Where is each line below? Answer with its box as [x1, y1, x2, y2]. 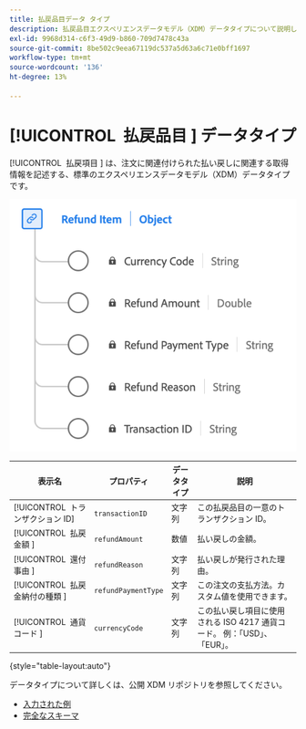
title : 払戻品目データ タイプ [9, 15, 111, 24]
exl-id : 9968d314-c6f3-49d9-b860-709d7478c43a [9, 34, 189, 43]
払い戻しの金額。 [197, 534, 261, 545]
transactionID [94, 509, 148, 518]
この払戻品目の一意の [197, 502, 278, 513]
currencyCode [94, 623, 144, 633]
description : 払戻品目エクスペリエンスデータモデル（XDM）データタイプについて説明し [9, 24, 298, 34]
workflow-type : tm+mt [9, 53, 92, 63]
